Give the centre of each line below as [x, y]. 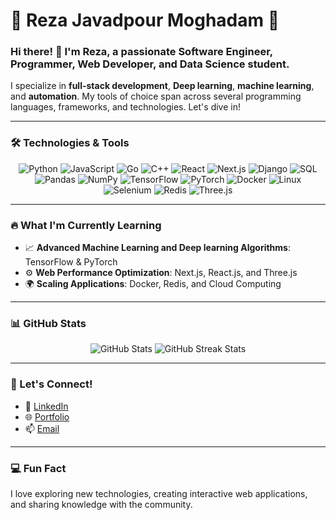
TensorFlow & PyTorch [71, 262]
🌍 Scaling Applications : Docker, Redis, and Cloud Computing [153, 284]
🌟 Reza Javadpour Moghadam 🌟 [145, 20]
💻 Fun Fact [38, 468]
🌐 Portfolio [47, 416]
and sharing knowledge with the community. [101, 504]
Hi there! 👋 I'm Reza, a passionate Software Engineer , [141, 52]
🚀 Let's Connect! [51, 384]
